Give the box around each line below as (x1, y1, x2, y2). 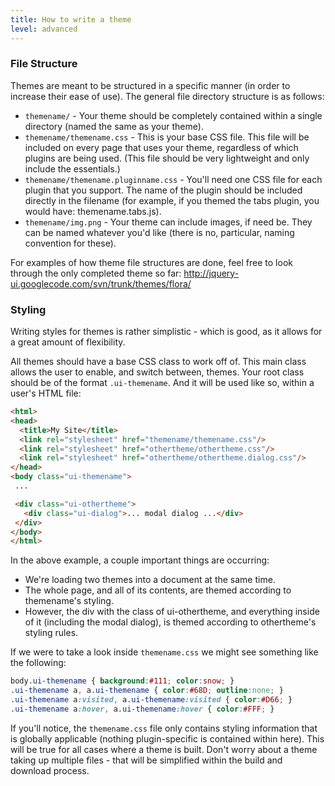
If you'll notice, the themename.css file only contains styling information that (10, 722, 318, 734)
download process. (10, 764, 90, 776)
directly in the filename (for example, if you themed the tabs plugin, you (24, 194, 320, 206)
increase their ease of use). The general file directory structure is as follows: (10, 90, 325, 102)
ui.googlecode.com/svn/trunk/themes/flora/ (10, 277, 192, 290)
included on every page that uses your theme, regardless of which (24, 141, 299, 153)
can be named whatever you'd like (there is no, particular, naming (24, 226, 295, 238)
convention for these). (24, 237, 117, 249)
